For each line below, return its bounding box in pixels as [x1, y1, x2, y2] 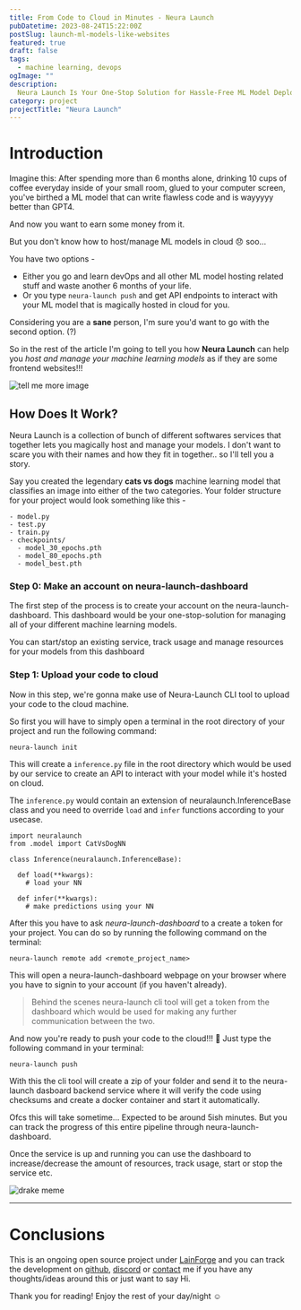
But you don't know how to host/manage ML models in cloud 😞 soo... [9, 237, 267, 247]
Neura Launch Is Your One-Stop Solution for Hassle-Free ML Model [17, 88, 271, 97]
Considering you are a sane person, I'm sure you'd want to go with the [9, 317, 271, 328]
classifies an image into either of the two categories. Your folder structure [9, 486, 282, 496]
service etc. [9, 1167, 54, 1178]
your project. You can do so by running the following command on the [9, 926, 267, 937]
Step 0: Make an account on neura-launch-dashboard [9, 580, 249, 592]
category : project [9, 96, 78, 106]
